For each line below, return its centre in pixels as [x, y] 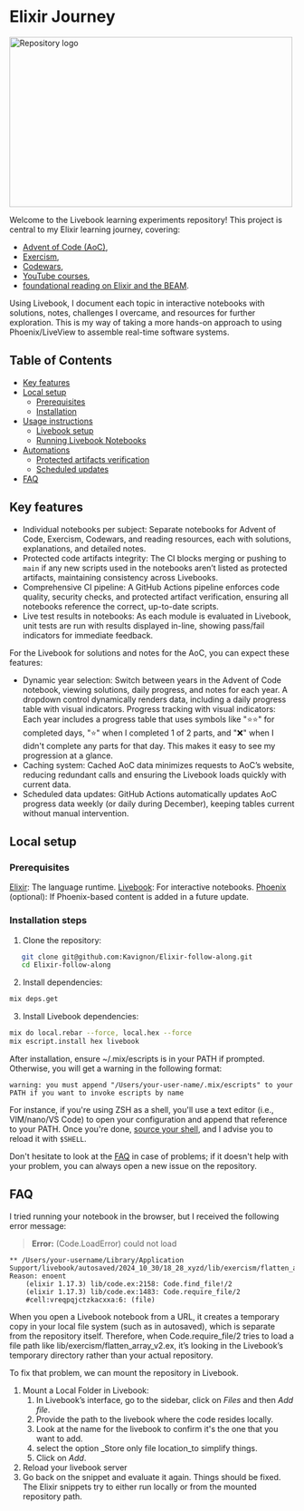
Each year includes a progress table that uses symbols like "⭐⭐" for [148, 719]
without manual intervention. [76, 813]
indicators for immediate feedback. [88, 635]
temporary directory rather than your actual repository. [111, 1355]
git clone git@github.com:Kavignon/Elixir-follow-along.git [137, 957]
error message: [38, 1225]
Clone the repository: [62, 940]
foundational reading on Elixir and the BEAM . [106, 285]
